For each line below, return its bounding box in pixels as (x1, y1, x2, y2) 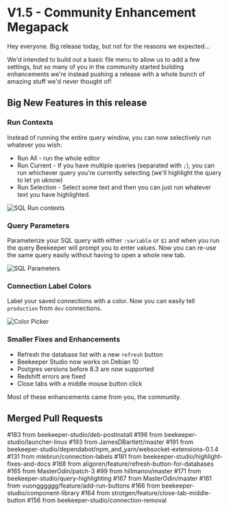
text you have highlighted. (16, 190, 91, 198)
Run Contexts (7, 118, 53, 128)
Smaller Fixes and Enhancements (7, 335, 121, 344)
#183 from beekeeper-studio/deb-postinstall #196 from (7, 431, 163, 439)
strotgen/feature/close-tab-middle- (111, 489, 211, 497)
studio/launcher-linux (7, 438, 68, 447)
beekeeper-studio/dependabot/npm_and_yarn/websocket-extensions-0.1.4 (7, 445, 219, 453)
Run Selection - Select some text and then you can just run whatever (16, 183, 211, 191)
